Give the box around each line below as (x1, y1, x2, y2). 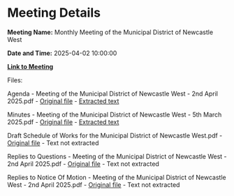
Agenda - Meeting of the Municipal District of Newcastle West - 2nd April (7, 89, 219, 98)
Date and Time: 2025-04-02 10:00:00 (7, 49, 117, 57)
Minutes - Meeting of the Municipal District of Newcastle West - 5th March (7, 110, 222, 119)
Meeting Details (7, 5, 101, 21)
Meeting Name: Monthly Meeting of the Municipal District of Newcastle (7, 28, 214, 36)
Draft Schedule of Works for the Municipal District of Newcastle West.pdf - (7, 131, 223, 140)
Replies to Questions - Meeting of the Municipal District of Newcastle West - (7, 152, 227, 160)
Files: (7, 75, 23, 84)
